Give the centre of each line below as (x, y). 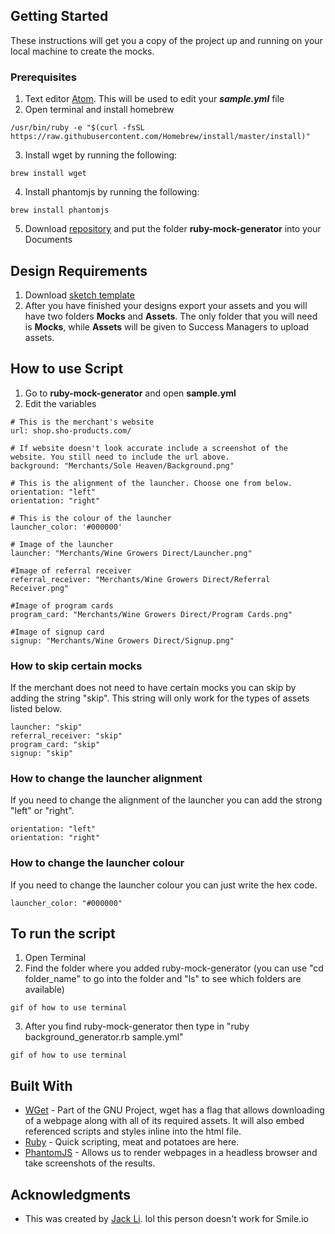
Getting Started (59, 16)
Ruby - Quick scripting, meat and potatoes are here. (132, 1142)
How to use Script (67, 369)
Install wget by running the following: (101, 155)
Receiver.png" (40, 588)
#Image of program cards (62, 605)
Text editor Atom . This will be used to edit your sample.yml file (154, 99)
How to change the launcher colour (97, 863)
